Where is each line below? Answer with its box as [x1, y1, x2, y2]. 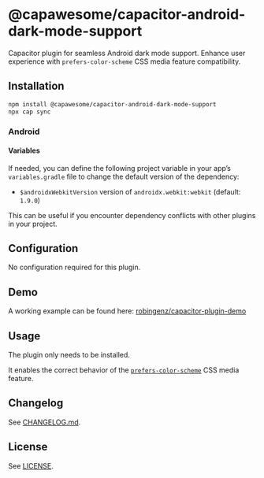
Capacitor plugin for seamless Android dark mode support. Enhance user [8, 48, 246, 57]
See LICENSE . [8, 461, 54, 470]
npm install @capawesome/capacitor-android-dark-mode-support [8, 100, 217, 108]
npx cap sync [8, 108, 51, 116]
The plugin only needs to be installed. [8, 350, 130, 360]
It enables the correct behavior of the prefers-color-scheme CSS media [8, 365, 240, 375]
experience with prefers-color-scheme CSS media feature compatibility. [8, 57, 241, 66]
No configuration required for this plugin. [8, 262, 141, 272]
